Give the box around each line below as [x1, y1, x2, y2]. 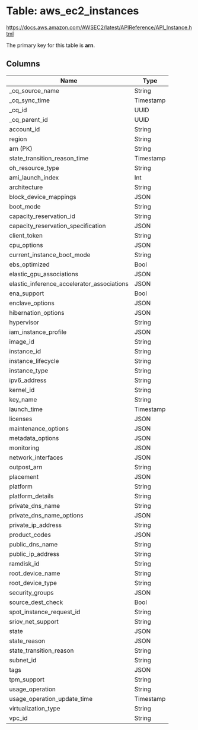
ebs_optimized [9, 260, 50, 268]
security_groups [9, 588, 54, 596]
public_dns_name [9, 540, 58, 548]
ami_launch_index [9, 173, 59, 182]
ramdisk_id [9, 560, 40, 568]
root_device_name [9, 569, 60, 577]
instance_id [9, 347, 41, 355]
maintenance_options [9, 424, 69, 432]
